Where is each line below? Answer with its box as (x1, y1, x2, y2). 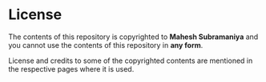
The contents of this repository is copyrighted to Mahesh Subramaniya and (8, 32, 259, 41)
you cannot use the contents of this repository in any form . (8, 40, 204, 49)
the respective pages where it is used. (8, 64, 135, 73)
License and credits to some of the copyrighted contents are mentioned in (8, 56, 253, 65)
